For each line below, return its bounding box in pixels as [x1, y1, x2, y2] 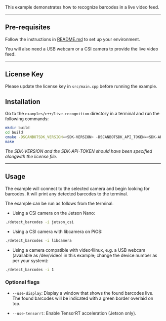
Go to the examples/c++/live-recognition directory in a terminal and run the [5, 111, 160, 117]
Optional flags [5, 279, 40, 286]
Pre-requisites [5, 23, 50, 32]
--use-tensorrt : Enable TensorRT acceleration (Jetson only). [12, 310, 137, 316]
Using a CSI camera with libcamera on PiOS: [12, 229, 103, 234]
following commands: [5, 116, 49, 122]
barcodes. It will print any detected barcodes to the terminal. [5, 190, 128, 197]
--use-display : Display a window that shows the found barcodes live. [12, 290, 154, 296]
